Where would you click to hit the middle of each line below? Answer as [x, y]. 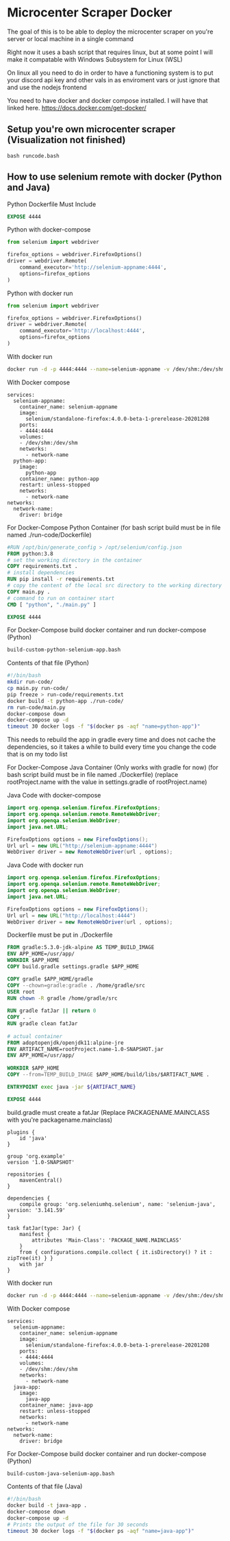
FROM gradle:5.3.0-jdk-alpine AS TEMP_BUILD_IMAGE [81, 948]
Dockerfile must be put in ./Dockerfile [60, 935]
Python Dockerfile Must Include [52, 204]
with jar [32, 1264]
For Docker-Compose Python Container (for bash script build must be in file [114, 527]
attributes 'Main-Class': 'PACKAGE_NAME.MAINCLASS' [107, 1240]
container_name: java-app [56, 1405]
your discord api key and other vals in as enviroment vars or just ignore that [114, 79]
